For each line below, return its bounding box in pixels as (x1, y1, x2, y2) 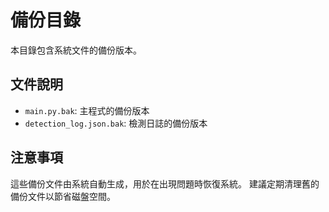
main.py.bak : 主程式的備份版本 (24, 104, 150, 116)
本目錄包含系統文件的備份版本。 (10, 44, 142, 56)
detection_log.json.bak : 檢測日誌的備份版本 (24, 117, 208, 129)
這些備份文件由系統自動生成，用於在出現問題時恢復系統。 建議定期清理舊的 (10, 177, 320, 190)
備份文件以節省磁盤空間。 (10, 190, 116, 202)
